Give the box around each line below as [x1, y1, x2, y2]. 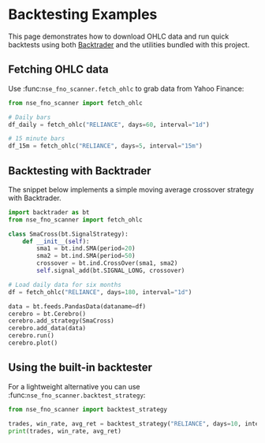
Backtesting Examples [8, 6, 158, 24]
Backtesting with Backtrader [8, 164, 151, 177]
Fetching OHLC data [8, 63, 109, 76]
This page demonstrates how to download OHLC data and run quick [8, 32, 230, 41]
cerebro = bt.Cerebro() [8, 310, 87, 318]
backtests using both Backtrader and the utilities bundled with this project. [8, 39, 250, 49]
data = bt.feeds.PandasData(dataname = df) [8, 302, 147, 311]
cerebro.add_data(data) [8, 325, 87, 333]
